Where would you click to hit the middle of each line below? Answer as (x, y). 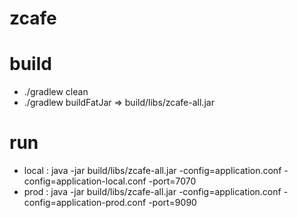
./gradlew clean (56, 92)
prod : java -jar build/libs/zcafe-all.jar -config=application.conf (152, 192)
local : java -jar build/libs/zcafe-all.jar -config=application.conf (152, 171)
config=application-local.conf (85, 181)
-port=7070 (172, 181)
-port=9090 (172, 203)
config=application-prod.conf (85, 203)
